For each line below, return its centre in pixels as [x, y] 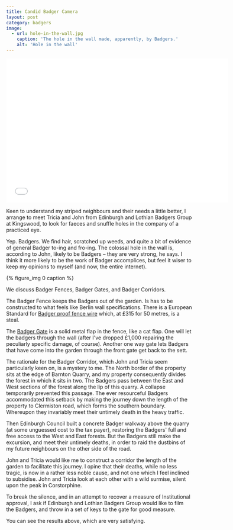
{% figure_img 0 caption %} [40, 278]
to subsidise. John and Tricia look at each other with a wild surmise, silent [96, 479]
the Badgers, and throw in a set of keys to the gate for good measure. [91, 509]
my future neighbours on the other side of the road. [69, 448]
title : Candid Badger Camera [42, 12]
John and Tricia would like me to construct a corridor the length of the [91, 460]
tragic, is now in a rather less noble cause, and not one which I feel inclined [98, 473]
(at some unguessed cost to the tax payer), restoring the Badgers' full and [96, 429]
